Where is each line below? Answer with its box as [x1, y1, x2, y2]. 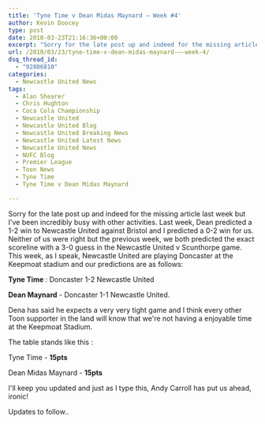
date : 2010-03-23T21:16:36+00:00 [8, 33, 118, 42]
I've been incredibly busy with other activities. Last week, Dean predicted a [8, 217, 252, 227]
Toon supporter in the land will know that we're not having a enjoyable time [8, 313, 252, 323]
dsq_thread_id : [8, 56, 58, 64]
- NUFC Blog [15, 151, 55, 159]
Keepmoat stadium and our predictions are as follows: [8, 259, 184, 268]
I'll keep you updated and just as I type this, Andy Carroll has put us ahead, [8, 383, 252, 392]
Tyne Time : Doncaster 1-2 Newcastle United [8, 274, 155, 284]
